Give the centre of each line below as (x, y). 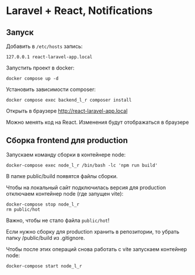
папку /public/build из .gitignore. (46, 238)
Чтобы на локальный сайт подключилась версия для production (86, 187)
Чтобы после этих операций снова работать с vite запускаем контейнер (97, 249)
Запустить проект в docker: (40, 68)
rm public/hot (23, 209)
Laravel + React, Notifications (79, 11)
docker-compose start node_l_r (44, 266)
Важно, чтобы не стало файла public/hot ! (58, 220)
